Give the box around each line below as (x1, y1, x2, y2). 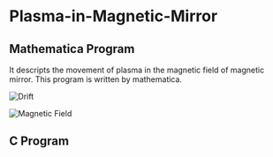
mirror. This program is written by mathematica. (9, 74, 183, 85)
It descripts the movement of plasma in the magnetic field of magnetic (9, 64, 265, 75)
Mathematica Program (9, 41, 135, 56)
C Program (9, 134, 69, 149)
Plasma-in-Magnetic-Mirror (9, 6, 218, 26)
